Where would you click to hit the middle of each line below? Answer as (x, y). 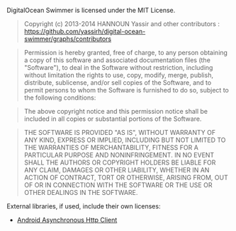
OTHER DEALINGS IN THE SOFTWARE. (81, 192)
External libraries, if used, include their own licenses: (84, 206)
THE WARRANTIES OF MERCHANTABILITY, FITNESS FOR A (111, 147)
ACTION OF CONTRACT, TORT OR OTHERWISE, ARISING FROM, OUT (126, 177)
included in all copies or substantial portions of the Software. (113, 119)
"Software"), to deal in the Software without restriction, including (118, 67)
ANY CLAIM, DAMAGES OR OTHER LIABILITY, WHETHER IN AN (117, 170)
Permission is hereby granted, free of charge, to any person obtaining (126, 53)
